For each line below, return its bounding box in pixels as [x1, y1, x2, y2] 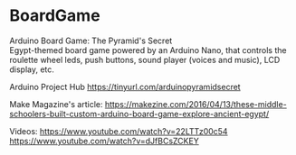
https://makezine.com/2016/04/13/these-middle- [104, 98, 287, 109]
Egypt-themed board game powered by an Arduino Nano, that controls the [9, 44, 287, 55]
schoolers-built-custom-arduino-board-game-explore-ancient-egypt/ [9, 108, 270, 119]
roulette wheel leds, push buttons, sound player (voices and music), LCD [9, 54, 281, 65]
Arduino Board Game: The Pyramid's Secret [9, 35, 173, 46]
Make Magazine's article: [9, 98, 103, 109]
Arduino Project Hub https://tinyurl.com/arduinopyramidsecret [9, 81, 242, 92]
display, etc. [9, 64, 54, 75]
